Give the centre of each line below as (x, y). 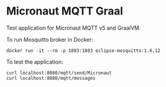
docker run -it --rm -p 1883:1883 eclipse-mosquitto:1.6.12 (84, 50)
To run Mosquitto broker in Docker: (50, 39)
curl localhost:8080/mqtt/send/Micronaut (59, 73)
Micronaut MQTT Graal (65, 11)
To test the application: (35, 62)
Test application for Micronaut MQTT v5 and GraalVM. (74, 28)
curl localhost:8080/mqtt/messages (51, 78)
